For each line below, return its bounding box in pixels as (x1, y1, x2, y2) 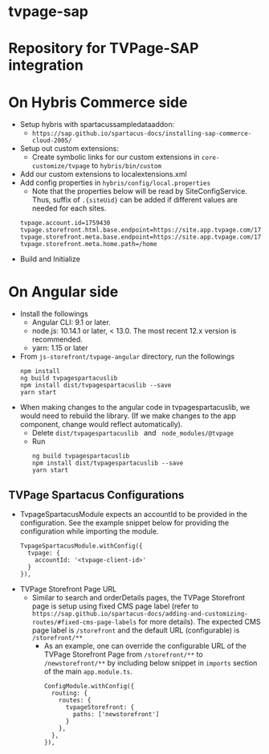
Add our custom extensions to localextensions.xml (19, 170, 187, 179)
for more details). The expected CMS (138, 617, 261, 627)
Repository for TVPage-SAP (8, 39, 199, 58)
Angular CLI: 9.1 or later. (31, 318, 111, 327)
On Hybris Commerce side (8, 93, 188, 111)
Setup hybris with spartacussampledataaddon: (19, 120, 175, 129)
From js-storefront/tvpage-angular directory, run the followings (19, 352, 235, 362)
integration (8, 56, 84, 75)
